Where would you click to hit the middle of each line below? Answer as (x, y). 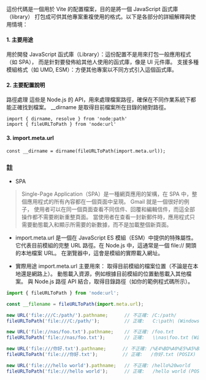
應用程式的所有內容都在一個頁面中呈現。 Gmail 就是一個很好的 (105, 201)
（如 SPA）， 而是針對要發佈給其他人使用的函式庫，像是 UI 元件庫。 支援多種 (103, 62)
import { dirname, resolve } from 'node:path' (67, 119)
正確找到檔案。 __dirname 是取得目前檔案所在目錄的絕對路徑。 (90, 107)
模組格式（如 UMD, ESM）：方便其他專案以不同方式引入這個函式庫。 (92, 70)
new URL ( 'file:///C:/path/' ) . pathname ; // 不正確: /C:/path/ (91, 315)
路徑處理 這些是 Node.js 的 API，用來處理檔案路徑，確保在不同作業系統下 (99, 99)
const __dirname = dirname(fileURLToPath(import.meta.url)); (86, 151)
